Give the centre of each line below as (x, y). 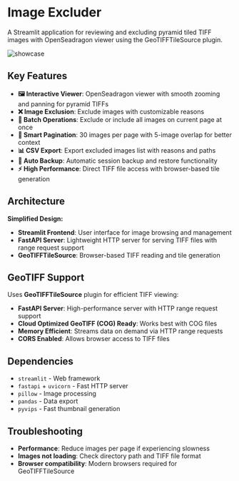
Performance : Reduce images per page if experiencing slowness (114, 448)
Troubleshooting (45, 431)
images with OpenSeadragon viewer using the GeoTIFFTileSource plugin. (115, 39)
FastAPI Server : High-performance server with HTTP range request (117, 308)
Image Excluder (55, 12)
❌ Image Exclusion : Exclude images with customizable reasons (111, 111)
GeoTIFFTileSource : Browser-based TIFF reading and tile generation (119, 255)
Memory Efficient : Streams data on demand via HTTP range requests (120, 331)
